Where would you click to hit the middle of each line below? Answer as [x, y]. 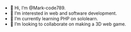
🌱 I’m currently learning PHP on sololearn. [54, 19]
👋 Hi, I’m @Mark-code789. [38, 8]
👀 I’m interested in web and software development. [63, 13]
